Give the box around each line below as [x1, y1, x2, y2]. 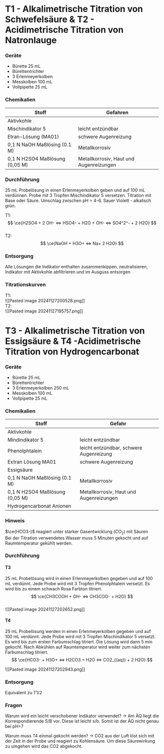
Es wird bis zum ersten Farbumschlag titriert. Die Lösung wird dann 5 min [5, 638, 153, 645]
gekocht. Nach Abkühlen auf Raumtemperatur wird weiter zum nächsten [5, 644, 150, 650]
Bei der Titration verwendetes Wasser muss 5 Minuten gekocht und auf [5, 535, 148, 541]
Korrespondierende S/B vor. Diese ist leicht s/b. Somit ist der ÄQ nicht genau [5, 718, 159, 724]
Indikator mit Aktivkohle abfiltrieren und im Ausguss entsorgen [5, 269, 131, 275]
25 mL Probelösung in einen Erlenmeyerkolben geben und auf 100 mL [5, 187, 145, 193]
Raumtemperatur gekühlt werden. [5, 540, 73, 546]
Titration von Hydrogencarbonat [5, 346, 139, 357]
